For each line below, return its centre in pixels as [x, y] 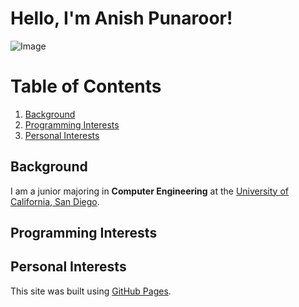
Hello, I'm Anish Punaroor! [121, 18]
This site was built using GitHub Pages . [91, 291]
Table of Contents [86, 86]
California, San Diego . [55, 201]
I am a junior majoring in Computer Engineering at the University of [149, 191]
